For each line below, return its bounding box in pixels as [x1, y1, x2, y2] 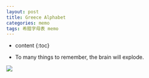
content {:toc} [14, 42, 50, 49]
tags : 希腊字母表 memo [6, 25, 59, 32]
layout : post [6, 8, 39, 15]
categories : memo [6, 20, 50, 26]
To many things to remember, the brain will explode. [14, 53, 144, 61]
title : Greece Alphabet [6, 14, 66, 20]
